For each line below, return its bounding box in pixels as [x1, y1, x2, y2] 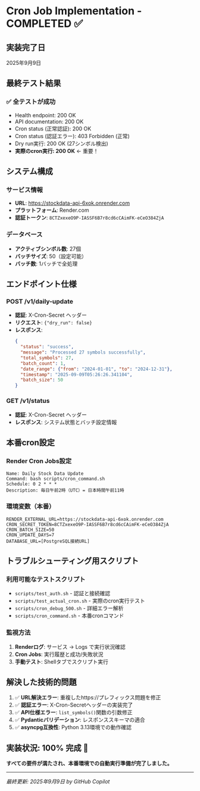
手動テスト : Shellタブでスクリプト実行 [14, 658, 108, 665]
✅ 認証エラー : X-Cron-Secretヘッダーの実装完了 [14, 701, 133, 709]
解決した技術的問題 [6, 677, 77, 687]
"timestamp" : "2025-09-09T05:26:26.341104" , [20, 371, 133, 377]
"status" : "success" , [20, 344, 74, 350]
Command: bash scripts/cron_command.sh [6, 476, 105, 482]
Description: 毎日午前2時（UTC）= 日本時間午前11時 [6, 487, 124, 493]
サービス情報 [6, 186, 43, 194]
